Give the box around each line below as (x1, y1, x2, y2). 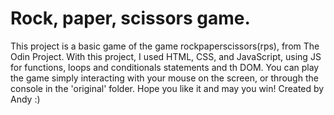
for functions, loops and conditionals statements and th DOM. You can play (10, 61, 320, 73)
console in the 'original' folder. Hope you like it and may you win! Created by (10, 82, 325, 94)
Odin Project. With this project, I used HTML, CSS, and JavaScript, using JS (10, 50, 322, 62)
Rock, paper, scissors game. (10, 7, 251, 30)
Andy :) (10, 93, 41, 105)
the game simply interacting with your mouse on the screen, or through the (10, 72, 319, 84)
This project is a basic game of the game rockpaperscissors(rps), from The (10, 40, 320, 52)
